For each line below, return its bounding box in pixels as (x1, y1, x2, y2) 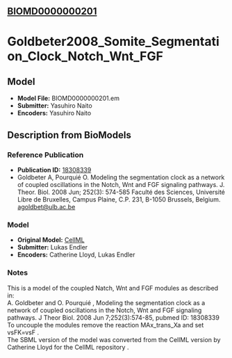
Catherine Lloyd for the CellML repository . (7, 343, 129, 351)
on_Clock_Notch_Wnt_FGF (7, 48, 163, 64)
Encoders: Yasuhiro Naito (17, 109, 92, 117)
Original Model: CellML (17, 236, 85, 244)
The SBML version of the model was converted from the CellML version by (7, 335, 221, 343)
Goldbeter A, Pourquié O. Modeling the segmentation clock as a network (17, 173, 225, 181)
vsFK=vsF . (7, 328, 40, 336)
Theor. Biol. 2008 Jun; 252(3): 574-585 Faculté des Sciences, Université (17, 188, 226, 197)
